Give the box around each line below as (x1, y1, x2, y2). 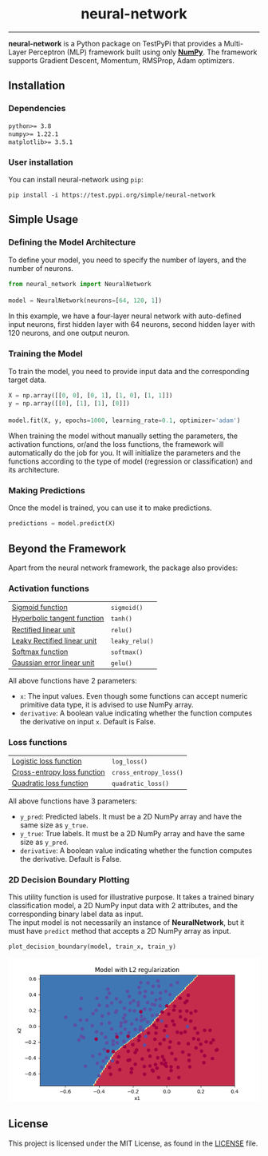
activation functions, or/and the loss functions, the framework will (8, 440, 224, 449)
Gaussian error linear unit (11, 658, 95, 668)
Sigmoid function (11, 603, 68, 612)
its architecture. (8, 465, 60, 475)
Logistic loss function (11, 756, 82, 766)
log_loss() (111, 757, 148, 766)
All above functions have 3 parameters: (8, 796, 137, 806)
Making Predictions (8, 484, 85, 496)
